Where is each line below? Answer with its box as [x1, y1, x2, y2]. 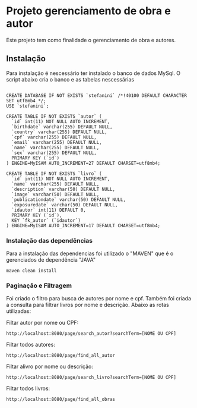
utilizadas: [6, 307, 31, 315]
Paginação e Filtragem [6, 281, 72, 290]
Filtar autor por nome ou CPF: [6, 319, 79, 327]
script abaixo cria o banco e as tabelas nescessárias [6, 76, 135, 83]
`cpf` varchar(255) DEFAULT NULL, [11, 134, 97, 140]
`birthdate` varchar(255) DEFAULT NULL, [11, 124, 113, 130]
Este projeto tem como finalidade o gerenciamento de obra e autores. [6, 36, 176, 43]
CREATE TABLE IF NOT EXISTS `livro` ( [6, 171, 102, 177]
